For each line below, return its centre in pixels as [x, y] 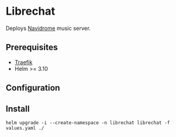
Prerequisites [32, 47]
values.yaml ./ [25, 128]
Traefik [24, 62]
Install [18, 109]
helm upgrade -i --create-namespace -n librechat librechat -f [88, 123]
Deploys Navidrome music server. [48, 28]
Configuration [33, 88]
